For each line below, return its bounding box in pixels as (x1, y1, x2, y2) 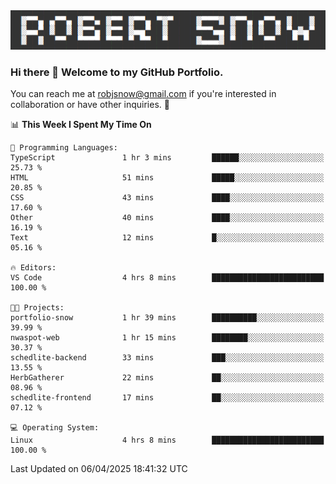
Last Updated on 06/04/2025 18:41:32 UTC (10, 463, 188, 475)
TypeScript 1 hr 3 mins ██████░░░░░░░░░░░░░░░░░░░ (10, 153, 325, 163)
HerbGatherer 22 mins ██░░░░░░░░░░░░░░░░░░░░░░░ (10, 373, 325, 383)
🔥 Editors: (10, 263, 57, 273)
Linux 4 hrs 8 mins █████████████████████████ (10, 435, 325, 446)
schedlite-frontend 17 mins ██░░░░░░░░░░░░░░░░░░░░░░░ (10, 393, 325, 403)
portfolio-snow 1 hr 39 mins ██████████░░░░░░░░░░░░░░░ (10, 313, 325, 323)
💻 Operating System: (10, 423, 100, 433)
